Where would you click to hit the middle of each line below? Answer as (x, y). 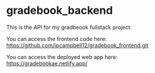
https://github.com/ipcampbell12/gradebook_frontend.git (77, 45)
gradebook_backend (60, 11)
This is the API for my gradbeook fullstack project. (69, 27)
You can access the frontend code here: (57, 39)
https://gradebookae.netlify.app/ (47, 63)
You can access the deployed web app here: (62, 57)
